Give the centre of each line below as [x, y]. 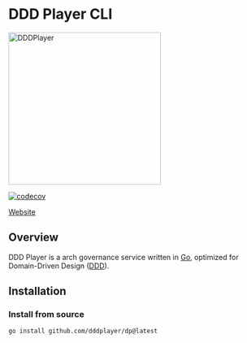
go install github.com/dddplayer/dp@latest [83, 331]
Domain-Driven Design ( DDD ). [59, 266]
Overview [34, 238]
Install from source [46, 315]
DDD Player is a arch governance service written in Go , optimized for [123, 257]
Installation [37, 291]
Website [22, 211]
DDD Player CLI [61, 14]
